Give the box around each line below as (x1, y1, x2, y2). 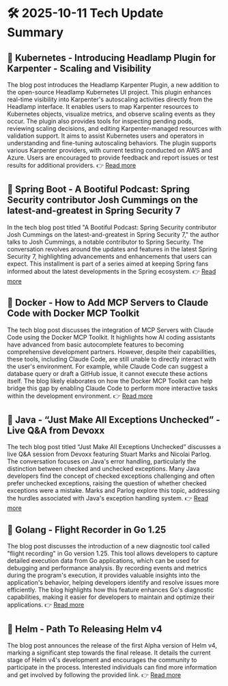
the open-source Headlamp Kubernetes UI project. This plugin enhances (7, 88, 212, 96)
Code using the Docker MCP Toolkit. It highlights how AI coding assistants (7, 333, 216, 341)
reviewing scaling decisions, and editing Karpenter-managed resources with (7, 125, 222, 132)
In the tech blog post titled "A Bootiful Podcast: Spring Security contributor (7, 223, 217, 231)
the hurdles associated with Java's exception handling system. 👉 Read (7, 494, 208, 503)
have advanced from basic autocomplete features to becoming (7, 340, 184, 348)
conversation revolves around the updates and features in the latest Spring (7, 244, 217, 253)
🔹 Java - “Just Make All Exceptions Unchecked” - (7, 414, 220, 426)
